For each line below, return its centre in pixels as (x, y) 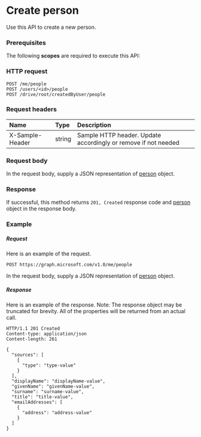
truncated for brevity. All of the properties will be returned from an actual (96, 311)
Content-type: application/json (46, 334)
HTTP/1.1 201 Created (33, 329)
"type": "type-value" (49, 365)
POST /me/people (26, 84)
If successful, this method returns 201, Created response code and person (98, 203)
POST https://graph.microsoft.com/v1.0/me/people (69, 265)
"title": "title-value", (42, 397)
